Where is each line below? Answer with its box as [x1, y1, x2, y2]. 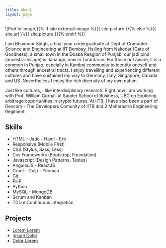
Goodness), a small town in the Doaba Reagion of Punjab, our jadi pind [5, 51, 150, 57]
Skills [5, 123, 22, 131]
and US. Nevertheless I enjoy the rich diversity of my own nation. [5, 78, 138, 84]
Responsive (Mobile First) [12, 141, 65, 147]
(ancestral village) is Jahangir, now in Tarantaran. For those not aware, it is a [5, 56, 162, 62]
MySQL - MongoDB [12, 189, 53, 195]
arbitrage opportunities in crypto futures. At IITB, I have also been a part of [5, 98, 158, 104]
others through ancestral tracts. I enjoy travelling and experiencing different [5, 67, 160, 73]
